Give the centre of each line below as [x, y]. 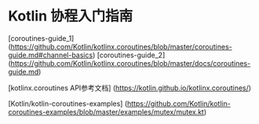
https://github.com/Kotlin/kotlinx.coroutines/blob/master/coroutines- [122, 46]
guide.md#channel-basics [51, 55]
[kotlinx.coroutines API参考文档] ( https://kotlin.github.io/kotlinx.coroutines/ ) [130, 88]
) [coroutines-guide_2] [129, 55]
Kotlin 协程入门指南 [71, 16]
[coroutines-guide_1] [41, 38]
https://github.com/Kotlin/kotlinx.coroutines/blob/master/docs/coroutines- [131, 63]
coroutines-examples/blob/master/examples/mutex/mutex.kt [106, 111]
